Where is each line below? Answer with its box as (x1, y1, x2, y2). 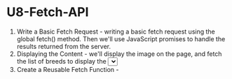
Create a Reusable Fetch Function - (16, 65, 120, 73)
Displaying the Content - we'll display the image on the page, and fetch (16, 50, 222, 58)
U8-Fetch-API (6, 4, 89, 20)
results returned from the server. (16, 42, 111, 50)
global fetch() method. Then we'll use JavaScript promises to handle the (16, 34, 226, 43)
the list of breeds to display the (16, 57, 107, 65)
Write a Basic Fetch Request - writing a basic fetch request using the (16, 27, 215, 36)
